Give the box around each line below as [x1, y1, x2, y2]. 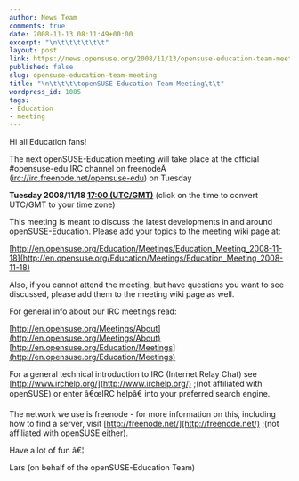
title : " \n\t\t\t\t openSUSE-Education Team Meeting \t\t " [9, 79, 225, 88]
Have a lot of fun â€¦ [9, 445, 85, 456]
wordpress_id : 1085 [9, 87, 82, 96]
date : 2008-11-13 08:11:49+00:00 [9, 29, 133, 38]
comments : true [9, 21, 66, 30]
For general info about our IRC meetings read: [9, 306, 177, 317]
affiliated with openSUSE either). [9, 428, 129, 438]
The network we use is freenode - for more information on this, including [9, 409, 276, 420]
